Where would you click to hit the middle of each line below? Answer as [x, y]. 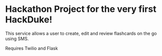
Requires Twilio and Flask [32, 48]
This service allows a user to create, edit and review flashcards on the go [81, 33]
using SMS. [17, 39]
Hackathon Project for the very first [81, 9]
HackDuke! [29, 20]
